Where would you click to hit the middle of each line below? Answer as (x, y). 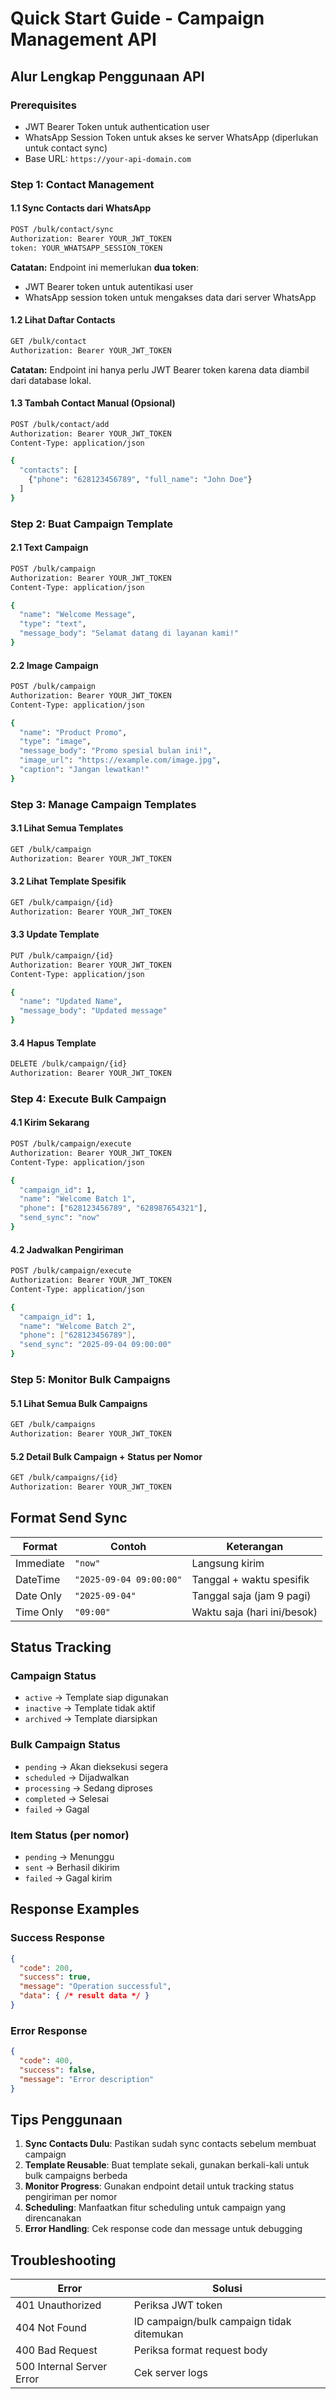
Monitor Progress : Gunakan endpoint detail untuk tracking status (159, 2186)
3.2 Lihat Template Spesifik (68, 881)
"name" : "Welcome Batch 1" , (78, 1199)
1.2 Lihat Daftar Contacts (63, 320)
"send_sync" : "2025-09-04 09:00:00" (95, 1345)
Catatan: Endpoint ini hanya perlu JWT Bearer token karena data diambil (160, 369)
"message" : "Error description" (87, 2079)
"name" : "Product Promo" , (73, 732)
